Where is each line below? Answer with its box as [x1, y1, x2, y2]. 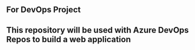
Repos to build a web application [6, 34, 131, 44]
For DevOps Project [6, 5, 81, 15]
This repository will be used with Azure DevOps [6, 25, 189, 35]
